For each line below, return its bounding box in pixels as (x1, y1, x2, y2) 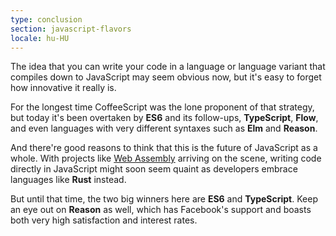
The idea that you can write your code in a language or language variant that (10, 61, 326, 73)
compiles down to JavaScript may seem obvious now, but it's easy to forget (10, 71, 322, 83)
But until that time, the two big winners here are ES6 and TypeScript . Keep (10, 193, 318, 205)
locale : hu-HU (10, 33, 70, 43)
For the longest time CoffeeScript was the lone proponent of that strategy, (10, 101, 315, 113)
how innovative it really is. (10, 82, 117, 94)
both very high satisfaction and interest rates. (10, 214, 198, 226)
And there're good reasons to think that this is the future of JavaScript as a (10, 142, 318, 154)
